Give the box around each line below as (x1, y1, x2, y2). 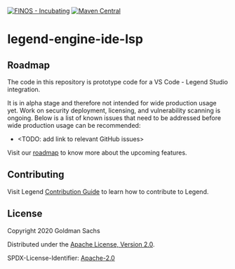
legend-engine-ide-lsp (7, 32, 144, 47)
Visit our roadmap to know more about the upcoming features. (7, 148, 187, 157)
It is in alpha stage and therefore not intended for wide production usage (7, 99, 217, 107)
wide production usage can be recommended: (7, 122, 141, 129)
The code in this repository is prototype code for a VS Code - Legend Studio (7, 78, 228, 86)
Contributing (7, 169, 65, 181)
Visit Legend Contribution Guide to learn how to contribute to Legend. (7, 187, 209, 196)
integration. (7, 85, 41, 93)
